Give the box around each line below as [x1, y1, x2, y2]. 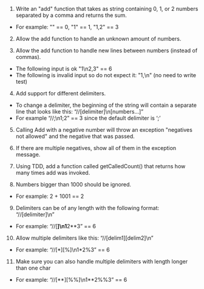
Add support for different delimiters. [15, 90, 106, 97]
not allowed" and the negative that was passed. [15, 133, 135, 140]
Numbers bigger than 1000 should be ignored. [15, 181, 132, 188]
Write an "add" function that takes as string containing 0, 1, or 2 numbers [15, 5, 199, 12]
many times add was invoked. [15, 169, 90, 176]
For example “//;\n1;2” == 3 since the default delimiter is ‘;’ [15, 115, 161, 121]
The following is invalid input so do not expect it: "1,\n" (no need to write [15, 72, 197, 78]
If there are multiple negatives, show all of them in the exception [15, 144, 177, 151]
